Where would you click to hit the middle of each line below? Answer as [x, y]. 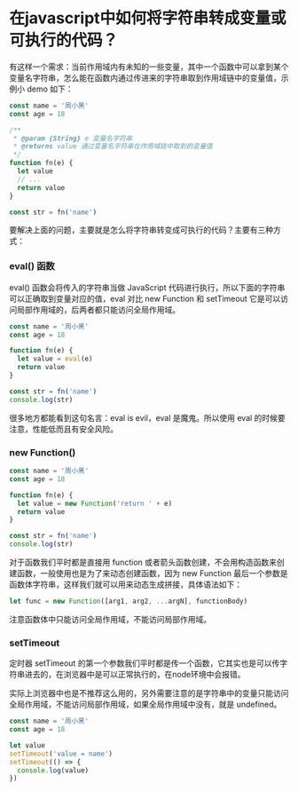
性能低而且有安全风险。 [75, 429]
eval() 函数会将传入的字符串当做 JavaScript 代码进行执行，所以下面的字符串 [147, 287]
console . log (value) [53, 770]
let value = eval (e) [55, 359]
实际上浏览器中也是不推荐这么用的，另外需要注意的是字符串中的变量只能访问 [149, 693]
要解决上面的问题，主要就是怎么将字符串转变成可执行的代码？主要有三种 [141, 230]
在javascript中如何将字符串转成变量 [140, 18]
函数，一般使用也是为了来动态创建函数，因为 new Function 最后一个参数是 [152, 573]
